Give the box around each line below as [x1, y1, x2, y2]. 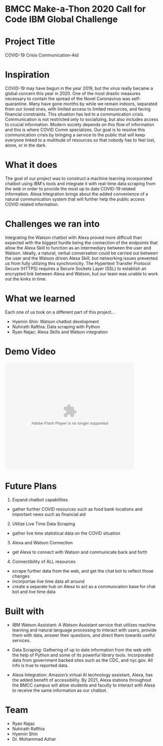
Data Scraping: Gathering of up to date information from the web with [12, 647, 152, 652]
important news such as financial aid [12, 511, 86, 517]
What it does [5, 159, 57, 171]
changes [12, 573, 30, 579]
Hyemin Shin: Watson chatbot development [12, 318, 99, 325]
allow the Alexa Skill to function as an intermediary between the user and [5, 245, 151, 250]
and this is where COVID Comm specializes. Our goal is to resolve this [5, 127, 145, 133]
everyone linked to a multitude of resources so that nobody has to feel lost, [5, 137, 156, 143]
